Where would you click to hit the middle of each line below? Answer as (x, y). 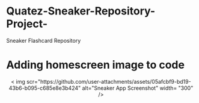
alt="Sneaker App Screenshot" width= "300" (138, 88)
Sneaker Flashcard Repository (44, 40)
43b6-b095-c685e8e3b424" (45, 88)
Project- (27, 24)
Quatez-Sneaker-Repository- (81, 11)
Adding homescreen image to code (96, 65)
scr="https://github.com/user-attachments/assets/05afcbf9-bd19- (109, 81)
